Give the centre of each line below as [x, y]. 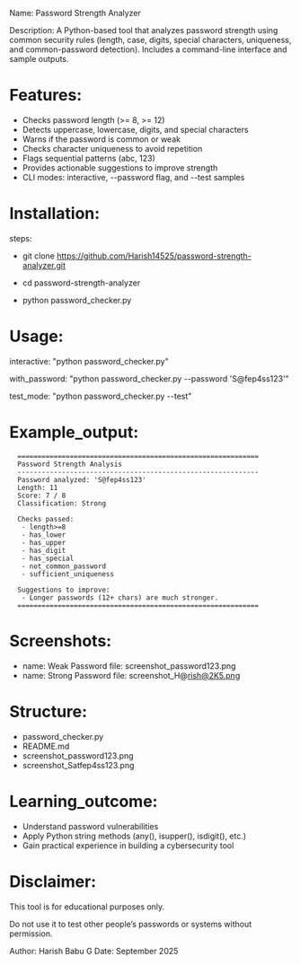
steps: [21, 238]
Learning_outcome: [84, 801]
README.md [46, 746]
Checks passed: [46, 519]
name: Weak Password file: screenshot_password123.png [129, 666]
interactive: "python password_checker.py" [89, 361]
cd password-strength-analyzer [81, 283]
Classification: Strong [62, 503]
